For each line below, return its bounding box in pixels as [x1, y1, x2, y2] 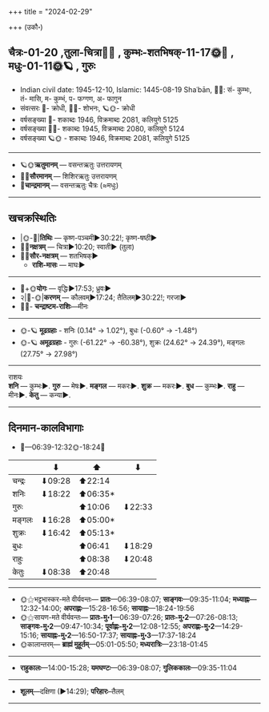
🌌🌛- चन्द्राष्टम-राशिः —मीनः [19, 301, 89, 311]
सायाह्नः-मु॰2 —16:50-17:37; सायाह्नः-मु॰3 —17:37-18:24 [40, 630, 197, 640]
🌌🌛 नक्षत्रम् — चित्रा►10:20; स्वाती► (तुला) [19, 242, 134, 251]
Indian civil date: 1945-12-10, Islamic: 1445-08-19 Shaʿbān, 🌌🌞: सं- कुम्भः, [19, 84, 252, 95]
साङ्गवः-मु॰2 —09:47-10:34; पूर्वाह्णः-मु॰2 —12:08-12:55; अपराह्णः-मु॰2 [19, 621, 215, 631]
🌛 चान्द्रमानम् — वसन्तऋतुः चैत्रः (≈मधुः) [19, 180, 119, 190]
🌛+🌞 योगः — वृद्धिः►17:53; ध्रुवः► [19, 284, 112, 293]
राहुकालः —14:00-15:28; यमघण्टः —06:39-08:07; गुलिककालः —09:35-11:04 [19, 663, 238, 673]
